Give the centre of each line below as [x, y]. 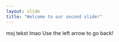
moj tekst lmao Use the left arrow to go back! [60, 33]
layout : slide [23, 11]
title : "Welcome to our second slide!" [54, 17]
